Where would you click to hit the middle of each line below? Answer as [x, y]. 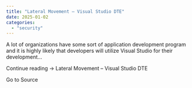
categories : [21, 22]
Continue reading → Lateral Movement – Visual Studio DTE [77, 69]
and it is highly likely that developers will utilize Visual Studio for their [90, 51]
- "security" [27, 28]
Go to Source [22, 80]
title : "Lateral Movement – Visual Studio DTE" [65, 11]
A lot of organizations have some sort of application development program [96, 45]
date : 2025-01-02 [27, 17]
